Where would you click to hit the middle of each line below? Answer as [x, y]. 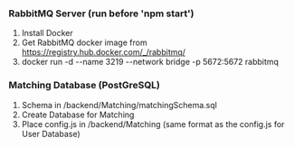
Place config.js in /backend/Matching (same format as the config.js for [153, 124]
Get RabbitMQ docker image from [84, 42]
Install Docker [47, 33]
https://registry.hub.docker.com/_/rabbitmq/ [104, 52]
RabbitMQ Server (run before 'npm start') [102, 14]
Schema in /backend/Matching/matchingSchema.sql [119, 105]
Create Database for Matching [78, 115]
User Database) [51, 133]
